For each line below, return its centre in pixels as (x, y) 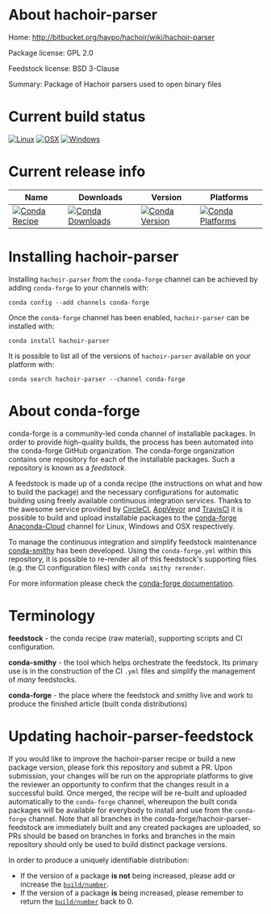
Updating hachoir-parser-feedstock (131, 736)
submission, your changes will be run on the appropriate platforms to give (131, 775)
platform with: (31, 364)
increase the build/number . (65, 884)
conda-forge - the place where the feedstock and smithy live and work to (131, 695)
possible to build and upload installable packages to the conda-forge (123, 517)
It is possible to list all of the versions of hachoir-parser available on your (130, 356)
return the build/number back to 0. (77, 901)
